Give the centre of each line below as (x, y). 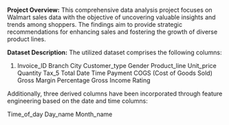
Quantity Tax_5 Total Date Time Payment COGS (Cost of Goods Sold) (115, 73)
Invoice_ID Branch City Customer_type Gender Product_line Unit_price (117, 66)
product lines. (27, 39)
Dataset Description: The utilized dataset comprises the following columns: (115, 52)
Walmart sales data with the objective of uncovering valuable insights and (111, 17)
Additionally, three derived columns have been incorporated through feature (115, 93)
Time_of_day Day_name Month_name (60, 114)
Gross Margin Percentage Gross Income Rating (84, 80)
